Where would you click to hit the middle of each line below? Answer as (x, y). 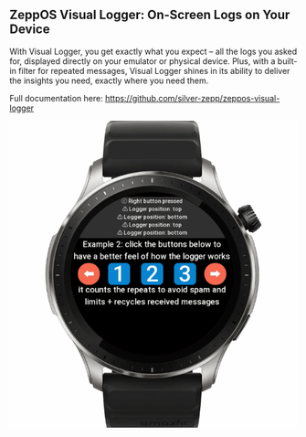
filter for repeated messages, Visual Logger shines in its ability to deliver (154, 70)
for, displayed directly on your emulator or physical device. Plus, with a (142, 61)
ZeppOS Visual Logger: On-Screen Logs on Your (150, 15)
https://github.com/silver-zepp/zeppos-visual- (192, 98)
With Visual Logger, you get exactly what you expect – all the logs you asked (153, 51)
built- (287, 61)
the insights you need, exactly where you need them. (109, 80)
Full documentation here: (56, 98)
